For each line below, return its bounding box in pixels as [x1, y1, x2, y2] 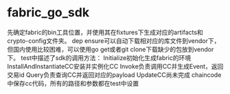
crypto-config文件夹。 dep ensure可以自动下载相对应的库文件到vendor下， [7, 36, 220, 45]
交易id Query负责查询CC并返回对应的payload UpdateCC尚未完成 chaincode [7, 70, 222, 79]
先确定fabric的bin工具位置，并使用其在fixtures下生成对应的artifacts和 [7, 28, 204, 36]
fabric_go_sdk [7, 5, 90, 20]
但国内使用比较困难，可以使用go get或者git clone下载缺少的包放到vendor [7, 45, 214, 53]
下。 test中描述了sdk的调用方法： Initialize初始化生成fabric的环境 [7, 53, 192, 62]
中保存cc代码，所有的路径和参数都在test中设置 [7, 79, 139, 87]
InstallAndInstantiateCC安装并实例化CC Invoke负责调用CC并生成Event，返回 [7, 62, 224, 70]
